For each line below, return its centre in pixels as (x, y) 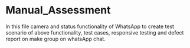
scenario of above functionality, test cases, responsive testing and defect (95, 32)
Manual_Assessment (58, 10)
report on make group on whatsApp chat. (55, 39)
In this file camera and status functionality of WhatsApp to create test (90, 26)
